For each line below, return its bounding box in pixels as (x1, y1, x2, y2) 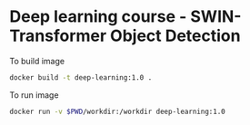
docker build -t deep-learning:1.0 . (9, 72, 153, 82)
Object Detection (110, 25, 241, 46)
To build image (9, 55, 65, 66)
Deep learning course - (9, 6, 187, 27)
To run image (9, 89, 59, 101)
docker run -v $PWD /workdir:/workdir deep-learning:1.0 (9, 107, 225, 116)
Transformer (9, 25, 107, 46)
